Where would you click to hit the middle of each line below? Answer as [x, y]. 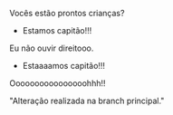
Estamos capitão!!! [57, 30]
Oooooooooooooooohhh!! [58, 83]
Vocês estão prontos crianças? [67, 13]
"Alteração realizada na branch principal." [87, 101]
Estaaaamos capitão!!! [64, 66]
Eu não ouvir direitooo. [52, 48]
